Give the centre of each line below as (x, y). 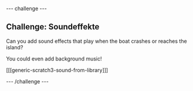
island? (15, 47)
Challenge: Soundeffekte (53, 27)
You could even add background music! (54, 59)
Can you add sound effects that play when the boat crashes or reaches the (97, 41)
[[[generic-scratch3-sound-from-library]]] (57, 70)
